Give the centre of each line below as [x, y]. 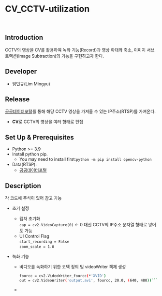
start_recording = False [44, 242]
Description [23, 186]
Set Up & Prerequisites [39, 137]
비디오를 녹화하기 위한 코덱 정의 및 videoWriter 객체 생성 [73, 267]
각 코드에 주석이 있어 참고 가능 [33, 198]
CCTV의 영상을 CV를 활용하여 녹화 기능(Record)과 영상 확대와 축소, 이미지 [75, 50]
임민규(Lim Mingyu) [31, 84]
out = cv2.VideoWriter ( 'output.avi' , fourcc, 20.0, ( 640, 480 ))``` [88, 280]
